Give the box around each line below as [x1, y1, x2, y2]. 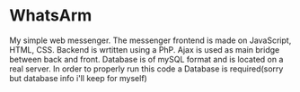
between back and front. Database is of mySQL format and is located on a [9, 54, 284, 64]
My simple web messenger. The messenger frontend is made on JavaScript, [9, 35, 292, 46]
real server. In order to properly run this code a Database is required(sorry [9, 63, 284, 74]
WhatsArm [9, 5, 93, 26]
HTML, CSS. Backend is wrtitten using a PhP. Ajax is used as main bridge [9, 44, 280, 54]
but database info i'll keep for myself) [9, 72, 148, 83]
